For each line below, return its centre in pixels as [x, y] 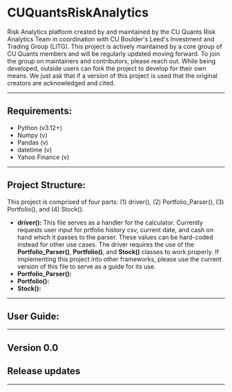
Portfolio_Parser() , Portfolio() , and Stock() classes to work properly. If [118, 251]
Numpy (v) [32, 135]
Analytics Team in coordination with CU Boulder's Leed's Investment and [111, 39]
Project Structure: [47, 185]
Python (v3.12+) [40, 127]
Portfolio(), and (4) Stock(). [46, 209]
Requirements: [40, 111]
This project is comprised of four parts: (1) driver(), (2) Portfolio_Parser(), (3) [116, 202]
